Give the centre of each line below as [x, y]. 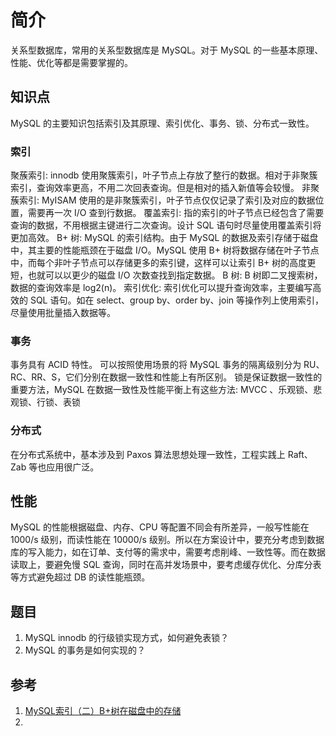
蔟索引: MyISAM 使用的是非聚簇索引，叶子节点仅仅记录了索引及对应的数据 [163, 200]
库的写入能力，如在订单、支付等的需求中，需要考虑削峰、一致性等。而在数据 [168, 552]
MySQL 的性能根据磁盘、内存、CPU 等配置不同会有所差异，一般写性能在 [160, 527]
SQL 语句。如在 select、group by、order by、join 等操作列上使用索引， [176, 300]
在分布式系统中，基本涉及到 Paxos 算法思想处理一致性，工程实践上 [148, 454]
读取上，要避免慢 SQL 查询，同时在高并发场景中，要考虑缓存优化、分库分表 [166, 565]
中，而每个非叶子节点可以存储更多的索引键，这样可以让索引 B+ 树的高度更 [163, 263]
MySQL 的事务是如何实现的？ [85, 650]
